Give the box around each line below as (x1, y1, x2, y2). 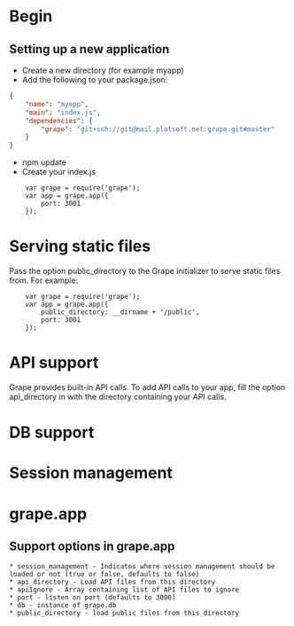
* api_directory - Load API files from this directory (9, 578, 216, 587)
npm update (21, 157, 66, 168)
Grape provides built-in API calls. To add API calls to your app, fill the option (9, 382, 286, 392)
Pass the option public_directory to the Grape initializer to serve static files (9, 266, 281, 277)
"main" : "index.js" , (25, 108, 101, 117)
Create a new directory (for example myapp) (21, 65, 184, 75)
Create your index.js (21, 167, 96, 177)
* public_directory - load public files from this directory (9, 609, 240, 618)
